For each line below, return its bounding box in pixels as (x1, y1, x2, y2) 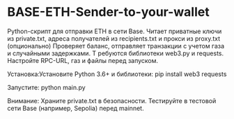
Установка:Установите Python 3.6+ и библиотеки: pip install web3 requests (7, 70, 227, 78)
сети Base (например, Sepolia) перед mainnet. (7, 104, 144, 112)
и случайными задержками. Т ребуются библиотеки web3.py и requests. (7, 49, 224, 57)
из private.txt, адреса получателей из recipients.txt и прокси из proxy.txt (7, 34, 221, 42)
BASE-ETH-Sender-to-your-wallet (7, 4, 210, 20)
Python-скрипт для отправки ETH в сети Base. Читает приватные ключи (7, 27, 222, 35)
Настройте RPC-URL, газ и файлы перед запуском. (7, 56, 159, 64)
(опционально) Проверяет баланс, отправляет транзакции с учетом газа (7, 42, 225, 50)
